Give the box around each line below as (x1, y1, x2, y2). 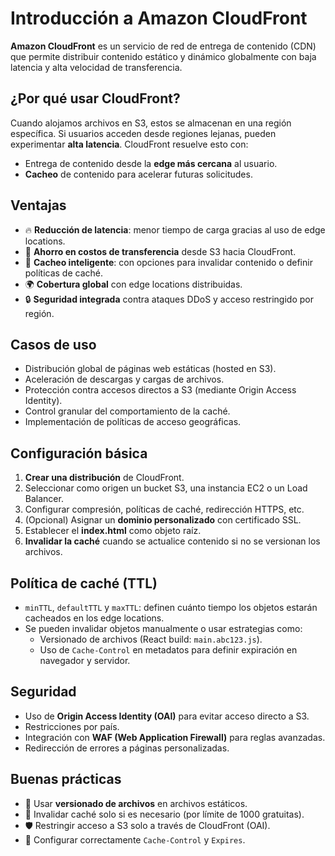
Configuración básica (10, 445, 148, 462)
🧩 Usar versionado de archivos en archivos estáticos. (24, 797, 248, 809)
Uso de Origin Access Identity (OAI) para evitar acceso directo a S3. (24, 710, 310, 722)
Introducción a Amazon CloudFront (10, 7, 308, 30)
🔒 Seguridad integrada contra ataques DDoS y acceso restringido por (24, 293, 314, 305)
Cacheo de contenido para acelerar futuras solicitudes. (24, 168, 253, 180)
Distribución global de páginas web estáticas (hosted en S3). (24, 363, 277, 375)
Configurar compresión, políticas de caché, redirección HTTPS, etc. (24, 503, 305, 516)
